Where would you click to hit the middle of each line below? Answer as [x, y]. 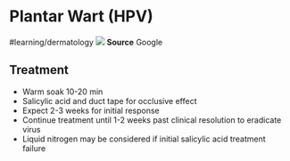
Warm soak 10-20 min [62, 92]
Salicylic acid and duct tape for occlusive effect [109, 101]
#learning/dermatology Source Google [86, 42]
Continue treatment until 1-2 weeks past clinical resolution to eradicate [152, 120]
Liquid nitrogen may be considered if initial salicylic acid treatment [144, 139]
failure [34, 148]
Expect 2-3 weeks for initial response [91, 110]
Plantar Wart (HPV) [81, 16]
